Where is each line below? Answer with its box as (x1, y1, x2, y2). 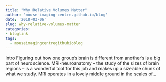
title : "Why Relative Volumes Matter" (5, 7, 87, 13)
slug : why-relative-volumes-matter (5, 21, 81, 27)
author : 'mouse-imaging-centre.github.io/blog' (5, 12, 108, 17)
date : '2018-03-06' (5, 17, 47, 22)
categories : (5, 26, 30, 32)
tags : (5, 36, 17, 41)
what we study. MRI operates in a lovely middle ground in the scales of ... (5, 71, 157, 77)
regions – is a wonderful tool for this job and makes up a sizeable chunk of (5, 65, 161, 71)
